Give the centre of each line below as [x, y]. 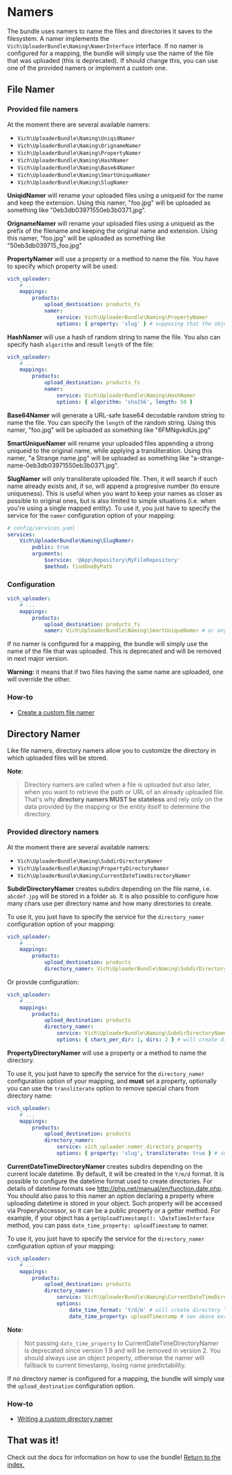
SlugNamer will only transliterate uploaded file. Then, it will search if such [112, 478]
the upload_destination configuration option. [71, 1386]
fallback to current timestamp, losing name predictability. [105, 1365]
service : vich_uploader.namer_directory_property [129, 1147]
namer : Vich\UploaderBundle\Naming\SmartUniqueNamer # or [129, 631]
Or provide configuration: [43, 981]
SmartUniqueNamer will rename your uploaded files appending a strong [110, 443]
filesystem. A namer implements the [58, 38]
